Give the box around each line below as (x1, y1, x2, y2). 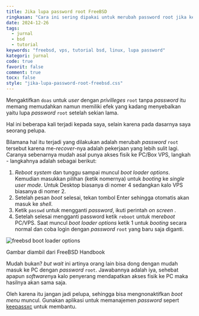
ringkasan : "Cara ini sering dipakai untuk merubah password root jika (6, 14, 187, 20)
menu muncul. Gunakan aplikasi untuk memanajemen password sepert (6, 297, 179, 304)
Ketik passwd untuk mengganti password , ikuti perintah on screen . (14, 207, 176, 213)
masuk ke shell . (14, 200, 53, 208)
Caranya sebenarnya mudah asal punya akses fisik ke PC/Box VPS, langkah (6, 151, 191, 158)
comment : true (6, 69, 41, 75)
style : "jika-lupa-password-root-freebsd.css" (6, 81, 123, 87)
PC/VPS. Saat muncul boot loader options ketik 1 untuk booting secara (14, 219, 187, 226)
